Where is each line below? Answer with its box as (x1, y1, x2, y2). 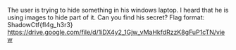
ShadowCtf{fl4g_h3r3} (7, 21, 73, 28)
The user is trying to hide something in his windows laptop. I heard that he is (7, 6, 229, 14)
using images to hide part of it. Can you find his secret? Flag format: (7, 13, 205, 22)
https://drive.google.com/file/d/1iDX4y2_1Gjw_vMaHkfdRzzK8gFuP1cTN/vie (7, 28, 225, 36)
